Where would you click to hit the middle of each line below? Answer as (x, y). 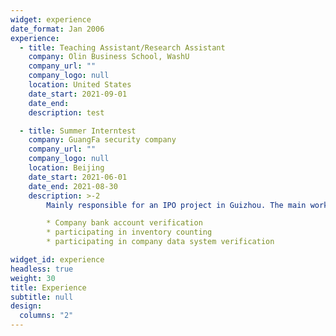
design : (26, 306)
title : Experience (48, 287)
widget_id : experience (57, 260)
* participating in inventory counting (129, 232)
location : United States (80, 85)
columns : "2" (46, 316)
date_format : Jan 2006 (57, 29)
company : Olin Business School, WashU (109, 57)
